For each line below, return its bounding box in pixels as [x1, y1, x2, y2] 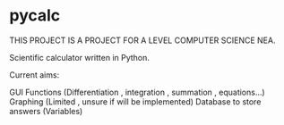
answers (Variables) [9, 105, 83, 116]
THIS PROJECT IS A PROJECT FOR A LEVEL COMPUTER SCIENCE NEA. [9, 35, 276, 46]
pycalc [9, 5, 61, 26]
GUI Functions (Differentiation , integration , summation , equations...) [9, 87, 266, 97]
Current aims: [9, 69, 60, 80]
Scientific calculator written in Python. [9, 52, 151, 62]
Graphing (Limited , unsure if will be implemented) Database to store [9, 96, 262, 107]
